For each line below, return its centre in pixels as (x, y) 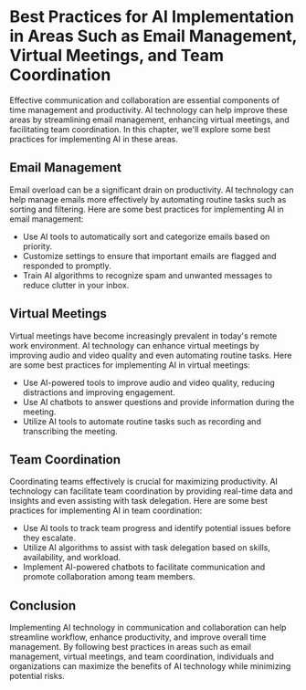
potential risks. (37, 676)
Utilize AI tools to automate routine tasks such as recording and (142, 421)
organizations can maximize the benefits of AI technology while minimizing (150, 666)
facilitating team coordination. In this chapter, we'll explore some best (140, 129)
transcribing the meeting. (70, 431)
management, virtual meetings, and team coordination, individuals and (142, 657)
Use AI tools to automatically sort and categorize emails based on (146, 236)
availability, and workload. (72, 558)
